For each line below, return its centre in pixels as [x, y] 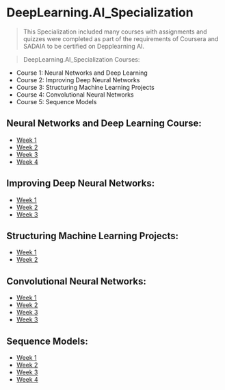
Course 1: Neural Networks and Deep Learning [82, 73]
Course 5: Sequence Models [56, 101]
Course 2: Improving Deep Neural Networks [78, 80]
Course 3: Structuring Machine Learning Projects [85, 87]
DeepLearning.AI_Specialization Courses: [81, 59]
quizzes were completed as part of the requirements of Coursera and [121, 38]
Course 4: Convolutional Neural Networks [75, 95]
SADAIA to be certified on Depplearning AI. [84, 46]
